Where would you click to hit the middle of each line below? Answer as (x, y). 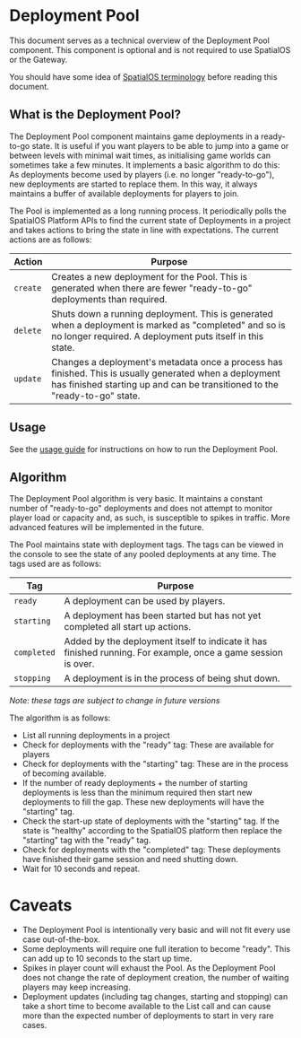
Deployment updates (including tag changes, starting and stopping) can (155, 997)
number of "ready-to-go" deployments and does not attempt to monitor (141, 509)
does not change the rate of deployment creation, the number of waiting (155, 978)
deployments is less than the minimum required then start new (137, 793)
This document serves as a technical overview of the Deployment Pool (140, 40)
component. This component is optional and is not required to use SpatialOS (150, 49)
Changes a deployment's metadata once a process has (167, 362)
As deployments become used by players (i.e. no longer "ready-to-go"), (142, 174)
